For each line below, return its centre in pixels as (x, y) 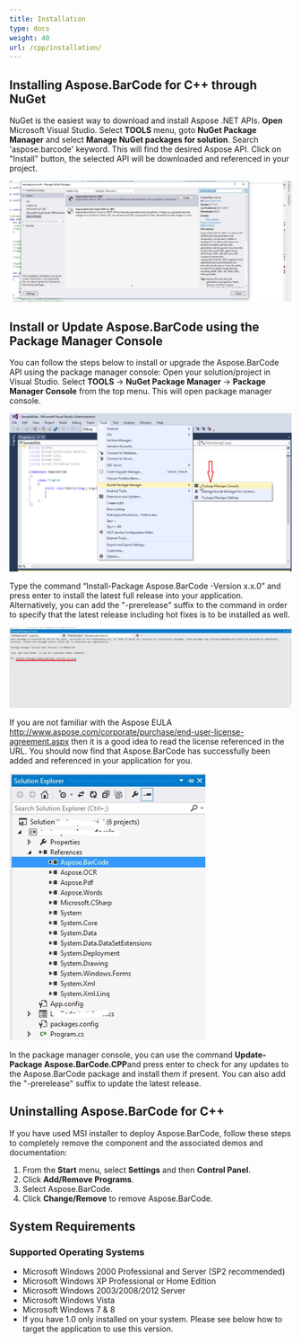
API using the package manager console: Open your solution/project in (140, 372)
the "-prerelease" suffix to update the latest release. (105, 1083)
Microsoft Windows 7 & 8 (69, 1310)
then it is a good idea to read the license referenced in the (178, 741)
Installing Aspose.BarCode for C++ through (133, 85)
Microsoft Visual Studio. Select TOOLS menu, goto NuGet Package (133, 130)
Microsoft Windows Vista (69, 1300)
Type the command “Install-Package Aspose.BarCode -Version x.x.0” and (145, 586)
